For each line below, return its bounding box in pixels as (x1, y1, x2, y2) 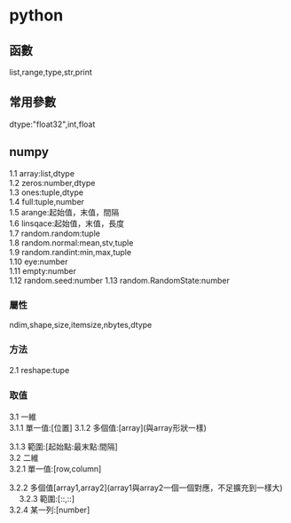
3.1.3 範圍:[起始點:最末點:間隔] (9, 441, 118, 452)
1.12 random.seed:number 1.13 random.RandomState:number (9, 275, 231, 285)
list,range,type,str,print (9, 67, 93, 77)
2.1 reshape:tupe (9, 365, 70, 376)
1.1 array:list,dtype (9, 168, 75, 178)
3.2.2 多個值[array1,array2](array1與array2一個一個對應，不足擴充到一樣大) (9, 482, 283, 493)
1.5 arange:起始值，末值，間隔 (9, 207, 120, 217)
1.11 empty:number (9, 265, 77, 276)
